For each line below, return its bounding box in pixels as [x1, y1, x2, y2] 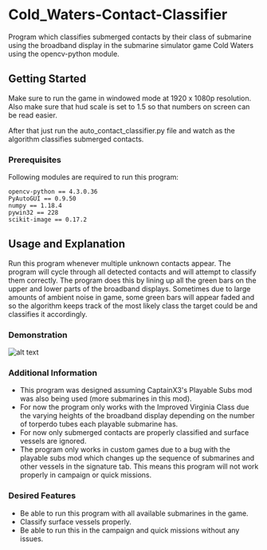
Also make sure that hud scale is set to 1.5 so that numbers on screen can [8, 101, 250, 111]
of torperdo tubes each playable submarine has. [19, 419, 179, 429]
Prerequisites [8, 154, 61, 165]
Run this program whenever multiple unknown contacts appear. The [8, 258, 231, 268]
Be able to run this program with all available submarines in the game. [19, 508, 249, 518]
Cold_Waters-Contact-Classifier [8, 6, 228, 24]
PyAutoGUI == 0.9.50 [8, 195, 77, 203]
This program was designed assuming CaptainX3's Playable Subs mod [19, 386, 253, 395]
